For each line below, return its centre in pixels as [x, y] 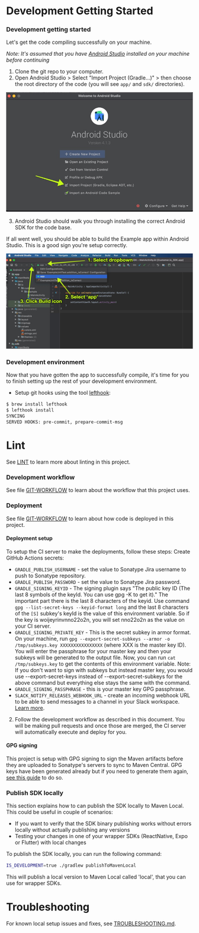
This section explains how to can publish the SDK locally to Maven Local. [95, 806]
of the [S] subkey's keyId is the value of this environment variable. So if [102, 613]
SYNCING [16, 416]
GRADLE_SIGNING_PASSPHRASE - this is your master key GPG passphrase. [100, 689]
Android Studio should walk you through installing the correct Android [100, 221]
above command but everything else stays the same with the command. [102, 682]
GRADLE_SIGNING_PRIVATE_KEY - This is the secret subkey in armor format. [103, 632]
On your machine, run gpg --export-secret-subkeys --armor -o [92, 638]
